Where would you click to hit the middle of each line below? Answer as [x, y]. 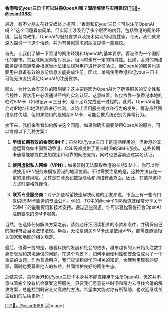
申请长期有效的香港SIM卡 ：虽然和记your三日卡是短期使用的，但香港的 [85, 142]
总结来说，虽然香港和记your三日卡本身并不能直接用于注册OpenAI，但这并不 [83, 277]
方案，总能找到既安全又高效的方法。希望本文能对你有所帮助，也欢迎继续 [84, 289]
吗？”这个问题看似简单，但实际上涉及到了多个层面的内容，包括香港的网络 [81, 30]
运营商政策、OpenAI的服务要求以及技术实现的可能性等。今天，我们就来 [87, 36]
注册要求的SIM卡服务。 [36, 214]
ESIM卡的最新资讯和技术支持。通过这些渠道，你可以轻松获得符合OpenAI [87, 207]
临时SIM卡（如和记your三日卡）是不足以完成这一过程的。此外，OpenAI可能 [83, 102]
